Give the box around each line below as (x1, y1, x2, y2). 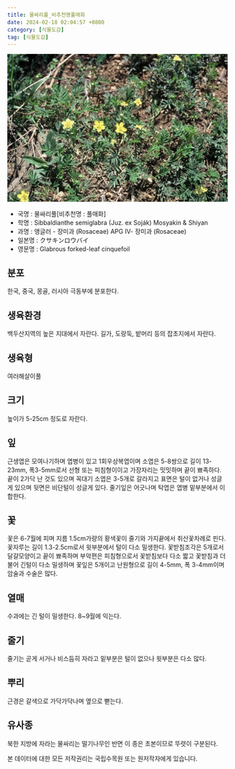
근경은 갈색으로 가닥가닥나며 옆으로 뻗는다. (7, 697, 124, 705)
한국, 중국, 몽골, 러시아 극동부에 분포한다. (7, 287, 119, 295)
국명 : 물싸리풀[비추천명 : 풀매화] (17, 209, 106, 218)
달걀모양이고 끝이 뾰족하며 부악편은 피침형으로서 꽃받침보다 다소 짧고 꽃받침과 (7, 551, 219, 561)
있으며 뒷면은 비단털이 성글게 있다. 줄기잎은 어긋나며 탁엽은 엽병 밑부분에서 (14, 483, 218, 491)
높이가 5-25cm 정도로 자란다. (7, 414, 88, 422)
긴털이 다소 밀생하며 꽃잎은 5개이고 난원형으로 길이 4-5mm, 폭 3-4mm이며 (20, 561, 225, 569)
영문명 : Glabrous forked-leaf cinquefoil (17, 244, 131, 253)
